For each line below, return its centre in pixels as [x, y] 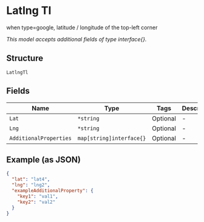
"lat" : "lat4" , [31, 179]
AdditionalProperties [40, 138]
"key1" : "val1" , [38, 196]
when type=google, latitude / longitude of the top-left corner [82, 27]
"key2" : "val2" [36, 202]
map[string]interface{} [112, 138]
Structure [25, 58]
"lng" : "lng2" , [31, 185]
